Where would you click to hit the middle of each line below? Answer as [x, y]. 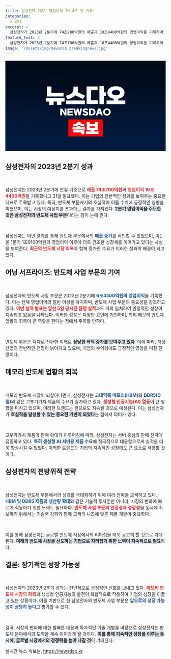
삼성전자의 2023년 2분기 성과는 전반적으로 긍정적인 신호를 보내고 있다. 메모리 [82, 588]
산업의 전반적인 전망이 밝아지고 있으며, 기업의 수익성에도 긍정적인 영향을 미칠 [81, 348]
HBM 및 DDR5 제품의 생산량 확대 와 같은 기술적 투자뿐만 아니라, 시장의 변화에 [81, 501]
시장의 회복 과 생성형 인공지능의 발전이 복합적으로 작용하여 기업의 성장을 [85, 594]
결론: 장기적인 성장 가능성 [43, 565]
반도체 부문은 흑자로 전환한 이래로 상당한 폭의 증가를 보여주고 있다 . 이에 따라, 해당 [85, 342]
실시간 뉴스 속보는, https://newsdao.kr [44, 651]
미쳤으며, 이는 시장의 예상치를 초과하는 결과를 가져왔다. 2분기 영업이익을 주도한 [83, 209]
